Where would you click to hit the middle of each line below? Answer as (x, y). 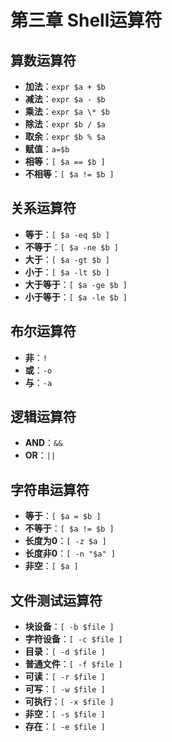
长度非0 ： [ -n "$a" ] (70, 553)
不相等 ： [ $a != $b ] (69, 174)
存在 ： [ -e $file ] (65, 727)
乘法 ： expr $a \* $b (67, 111)
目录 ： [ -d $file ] (65, 652)
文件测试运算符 (56, 600)
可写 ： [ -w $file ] (65, 689)
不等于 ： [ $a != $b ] (69, 528)
